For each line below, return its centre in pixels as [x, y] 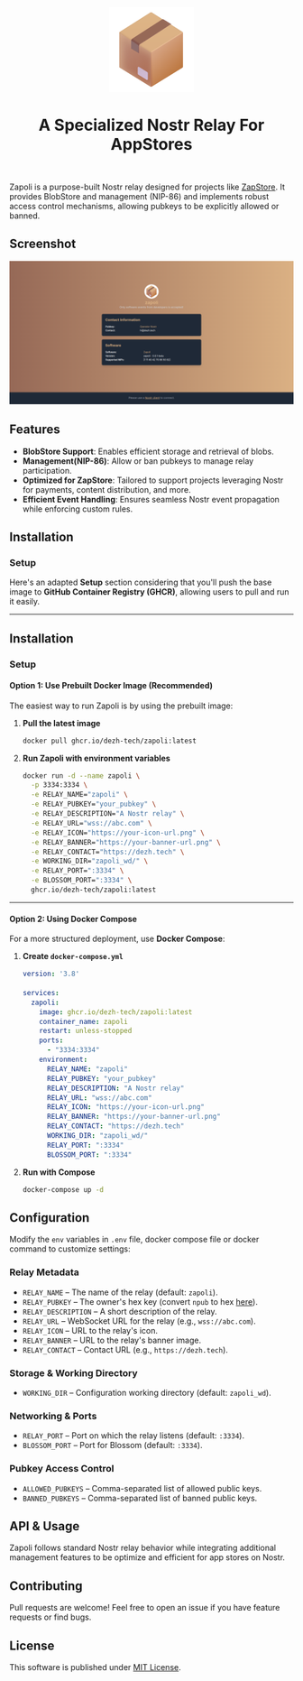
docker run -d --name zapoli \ [81, 776]
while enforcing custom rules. [78, 509]
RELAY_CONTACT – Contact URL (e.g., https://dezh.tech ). [125, 1349]
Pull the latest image [61, 723]
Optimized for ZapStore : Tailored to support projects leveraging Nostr [153, 480]
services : [41, 993]
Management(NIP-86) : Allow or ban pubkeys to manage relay [138, 461]
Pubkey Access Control [62, 1469]
